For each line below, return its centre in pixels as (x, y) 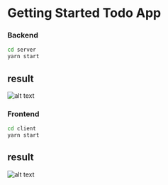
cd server (22, 50)
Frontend (23, 113)
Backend (23, 35)
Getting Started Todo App (84, 13)
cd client (22, 129)
